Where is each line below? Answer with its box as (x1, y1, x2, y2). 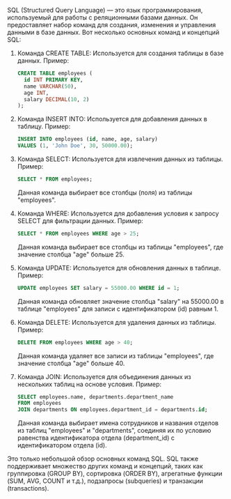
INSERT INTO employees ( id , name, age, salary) (17, 136, 158, 143)
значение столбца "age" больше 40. (17, 359, 125, 367)
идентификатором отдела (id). (17, 441, 107, 450)
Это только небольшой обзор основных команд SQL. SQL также (7, 454, 199, 463)
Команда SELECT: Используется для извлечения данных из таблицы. (17, 155, 223, 163)
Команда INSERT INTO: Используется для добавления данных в (17, 115, 207, 123)
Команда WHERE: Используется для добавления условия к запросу (17, 209, 219, 217)
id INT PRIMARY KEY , (24, 76, 83, 83)
